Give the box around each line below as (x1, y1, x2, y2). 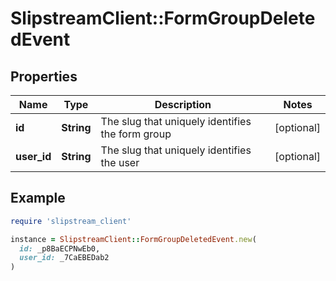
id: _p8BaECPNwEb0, (19, 243, 101, 254)
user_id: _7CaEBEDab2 (19, 253, 110, 263)
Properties (10, 68, 78, 85)
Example (10, 190, 66, 207)
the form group (100, 127, 172, 141)
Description (154, 98, 212, 111)
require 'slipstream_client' (10, 216, 132, 226)
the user (100, 156, 140, 169)
